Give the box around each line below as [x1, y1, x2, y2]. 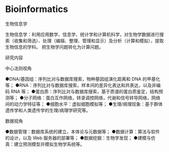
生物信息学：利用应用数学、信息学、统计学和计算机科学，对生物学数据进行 [5, 31, 159, 37]
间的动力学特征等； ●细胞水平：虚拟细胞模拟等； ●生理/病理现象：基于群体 [5, 101, 163, 107]
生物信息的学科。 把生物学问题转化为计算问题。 [5, 44, 104, 50]
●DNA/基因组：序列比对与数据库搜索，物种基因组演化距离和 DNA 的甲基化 [5, 76, 160, 82]
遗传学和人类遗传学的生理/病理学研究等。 [5, 107, 91, 113]
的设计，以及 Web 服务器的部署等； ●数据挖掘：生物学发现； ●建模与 [5, 134, 151, 141]
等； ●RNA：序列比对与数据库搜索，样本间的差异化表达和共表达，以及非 [5, 82, 156, 88]
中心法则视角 [5, 65, 32, 71]
